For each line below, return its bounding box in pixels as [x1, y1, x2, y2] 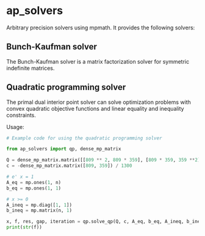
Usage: [6, 123, 24, 130]
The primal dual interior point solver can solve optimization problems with [6, 98, 191, 106]
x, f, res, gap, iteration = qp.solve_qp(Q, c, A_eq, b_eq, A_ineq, [6, 218, 184, 225]
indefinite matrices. [6, 64, 55, 72]
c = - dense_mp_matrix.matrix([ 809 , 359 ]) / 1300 [6, 163, 132, 169]
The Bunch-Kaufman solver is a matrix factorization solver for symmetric [6, 57, 190, 65]
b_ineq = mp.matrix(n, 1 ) [6, 207, 72, 214]
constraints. [6, 111, 37, 119]
